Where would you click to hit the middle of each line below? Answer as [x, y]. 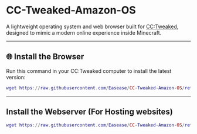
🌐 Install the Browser [45, 57]
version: [16, 77]
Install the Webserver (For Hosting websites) [89, 112]
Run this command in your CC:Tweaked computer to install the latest [89, 71]
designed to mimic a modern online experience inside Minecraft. [84, 32]
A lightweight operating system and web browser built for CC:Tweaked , [92, 26]
